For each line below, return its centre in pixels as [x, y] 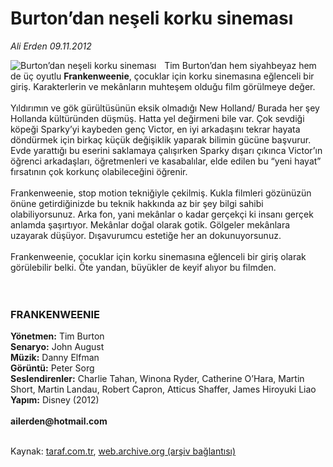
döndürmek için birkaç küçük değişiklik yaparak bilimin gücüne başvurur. [161, 139]
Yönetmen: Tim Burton [57, 336]
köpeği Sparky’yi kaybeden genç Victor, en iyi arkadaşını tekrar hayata [155, 129]
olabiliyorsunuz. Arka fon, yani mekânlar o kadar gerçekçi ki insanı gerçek [162, 214]
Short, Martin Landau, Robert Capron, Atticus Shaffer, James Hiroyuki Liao [163, 389]
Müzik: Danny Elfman [55, 358]
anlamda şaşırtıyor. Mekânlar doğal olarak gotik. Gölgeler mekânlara [150, 224]
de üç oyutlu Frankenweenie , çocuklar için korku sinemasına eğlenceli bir [162, 76]
